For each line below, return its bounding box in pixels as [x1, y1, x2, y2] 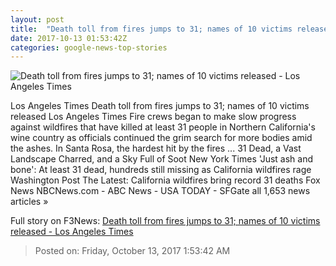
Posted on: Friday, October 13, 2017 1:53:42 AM [34, 245, 231, 257]
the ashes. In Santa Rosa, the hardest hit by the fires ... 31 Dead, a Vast [10, 142, 302, 155]
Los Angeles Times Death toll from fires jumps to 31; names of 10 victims [10, 100, 310, 112]
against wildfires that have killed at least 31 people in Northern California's [10, 121, 316, 133]
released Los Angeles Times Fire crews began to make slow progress [10, 111, 297, 123]
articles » [10, 196, 49, 208]
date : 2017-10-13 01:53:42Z [10, 33, 128, 43]
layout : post [10, 14, 65, 25]
